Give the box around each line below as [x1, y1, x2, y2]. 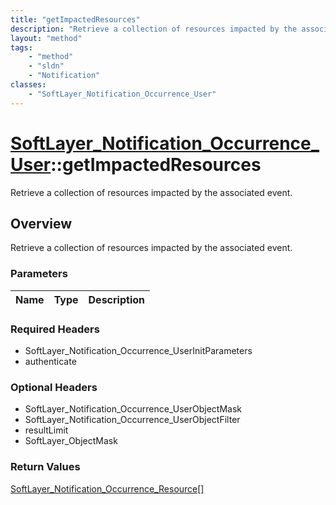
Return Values [10, 460, 81, 474]
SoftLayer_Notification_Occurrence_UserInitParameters [24, 344, 253, 356]
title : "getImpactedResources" [10, 14, 141, 25]
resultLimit [24, 424, 69, 436]
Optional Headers [10, 380, 98, 394]
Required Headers [10, 322, 100, 336]
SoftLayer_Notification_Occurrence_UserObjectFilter [24, 414, 241, 426]
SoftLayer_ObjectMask [24, 435, 118, 447]
